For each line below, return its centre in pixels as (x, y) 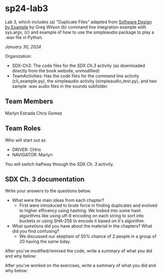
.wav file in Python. (24, 37)
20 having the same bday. (45, 242)
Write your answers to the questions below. (48, 191)
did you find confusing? (36, 231)
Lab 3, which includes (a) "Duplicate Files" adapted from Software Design (79, 22)
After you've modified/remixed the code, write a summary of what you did (79, 251)
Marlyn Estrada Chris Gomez (34, 113)
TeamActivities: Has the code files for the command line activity (75, 76)
